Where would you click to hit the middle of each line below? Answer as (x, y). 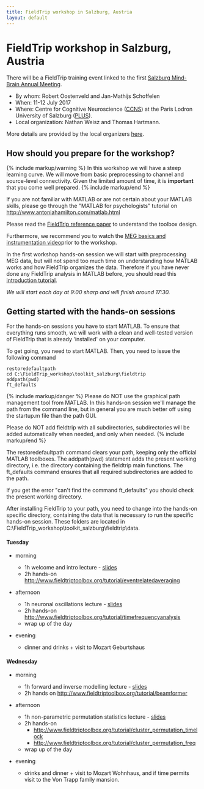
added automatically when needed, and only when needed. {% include (95, 434)
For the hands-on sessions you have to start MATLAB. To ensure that (93, 326)
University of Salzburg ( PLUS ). (54, 116)
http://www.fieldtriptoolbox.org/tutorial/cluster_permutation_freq (115, 743)
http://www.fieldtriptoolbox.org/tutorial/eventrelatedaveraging (102, 580)
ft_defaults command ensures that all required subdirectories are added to (100, 472)
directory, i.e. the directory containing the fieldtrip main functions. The (95, 465)
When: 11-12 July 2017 (43, 103)
